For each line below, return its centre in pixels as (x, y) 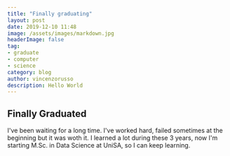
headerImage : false (36, 40)
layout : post (26, 20)
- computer (23, 59)
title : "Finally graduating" (50, 14)
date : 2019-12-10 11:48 (42, 27)
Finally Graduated (47, 114)
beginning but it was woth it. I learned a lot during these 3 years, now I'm (113, 138)
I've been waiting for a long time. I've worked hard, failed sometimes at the (115, 131)
